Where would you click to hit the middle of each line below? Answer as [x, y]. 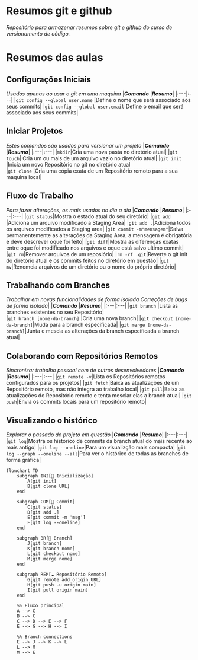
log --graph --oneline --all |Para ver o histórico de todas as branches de [98, 454]
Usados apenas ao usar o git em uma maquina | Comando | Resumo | [90, 94]
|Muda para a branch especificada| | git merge [89, 325]
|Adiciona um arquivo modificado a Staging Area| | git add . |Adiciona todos [98, 222]
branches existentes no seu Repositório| [55, 312]
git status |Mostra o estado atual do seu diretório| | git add [98, 216]
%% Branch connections [45, 637]
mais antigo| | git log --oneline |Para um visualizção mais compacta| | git [96, 447]
